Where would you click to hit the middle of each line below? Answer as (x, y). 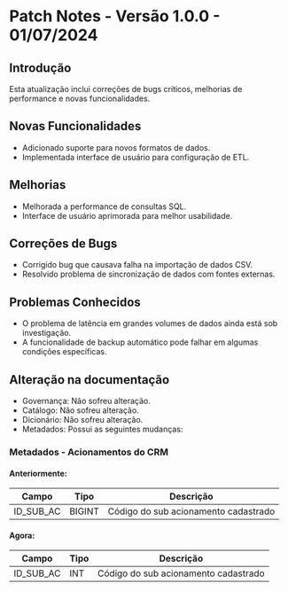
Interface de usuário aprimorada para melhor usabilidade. (127, 215)
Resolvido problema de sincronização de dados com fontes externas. (148, 274)
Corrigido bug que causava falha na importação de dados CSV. (137, 265)
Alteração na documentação (90, 380)
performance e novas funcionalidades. (80, 98)
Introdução (40, 68)
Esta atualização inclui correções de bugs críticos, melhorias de (126, 89)
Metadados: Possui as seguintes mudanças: (102, 429)
